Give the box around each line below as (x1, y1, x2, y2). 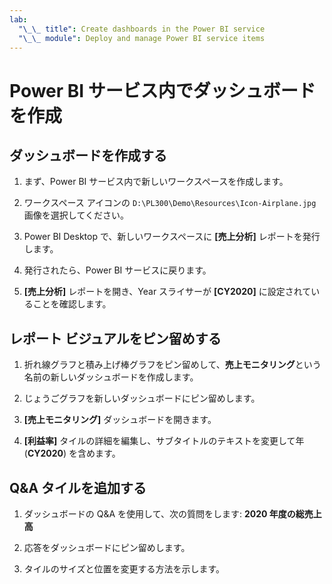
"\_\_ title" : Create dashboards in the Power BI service (18, 24, 266, 34)
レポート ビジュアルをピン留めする (9, 330, 222, 347)
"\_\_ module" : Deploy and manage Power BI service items (18, 33, 266, 43)
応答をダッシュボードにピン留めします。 (23, 542, 191, 553)
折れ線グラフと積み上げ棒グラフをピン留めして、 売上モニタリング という (23, 359, 322, 371)
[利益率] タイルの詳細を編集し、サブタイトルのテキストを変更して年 (23, 435, 305, 447)
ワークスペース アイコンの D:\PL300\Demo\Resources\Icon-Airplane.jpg (23, 197, 317, 209)
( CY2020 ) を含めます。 (23, 447, 121, 460)
